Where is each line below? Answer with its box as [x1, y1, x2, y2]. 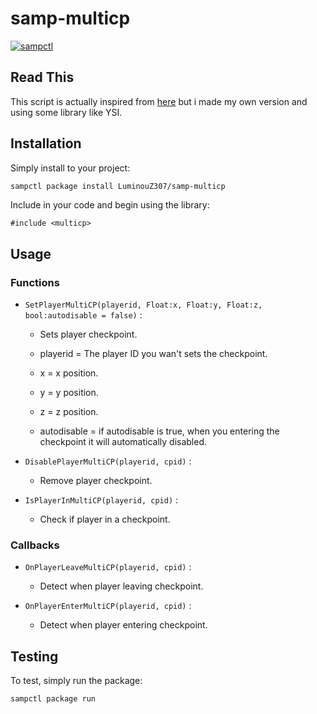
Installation [10, 135, 82, 152]
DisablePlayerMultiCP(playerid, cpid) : [24, 455, 192, 467]
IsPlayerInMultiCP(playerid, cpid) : [24, 494, 179, 506]
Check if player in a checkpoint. [39, 513, 171, 526]
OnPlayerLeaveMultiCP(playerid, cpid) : [24, 561, 192, 573]
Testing [10, 648, 59, 665]
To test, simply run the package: [10, 675, 143, 687]
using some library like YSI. [10, 106, 123, 118]
